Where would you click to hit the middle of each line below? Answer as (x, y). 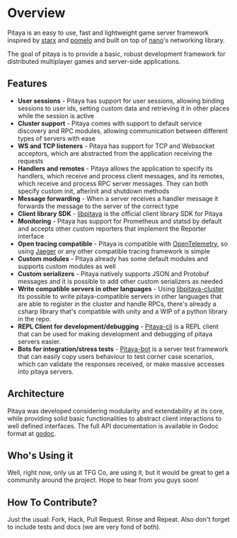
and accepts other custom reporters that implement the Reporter (112, 229)
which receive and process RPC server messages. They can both (113, 183)
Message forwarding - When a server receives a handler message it (118, 198)
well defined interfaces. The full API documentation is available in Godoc (113, 425)
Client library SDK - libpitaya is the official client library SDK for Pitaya (120, 213)
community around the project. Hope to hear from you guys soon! (103, 480)
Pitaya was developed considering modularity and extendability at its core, (116, 411)
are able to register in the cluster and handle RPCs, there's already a (117, 304)
